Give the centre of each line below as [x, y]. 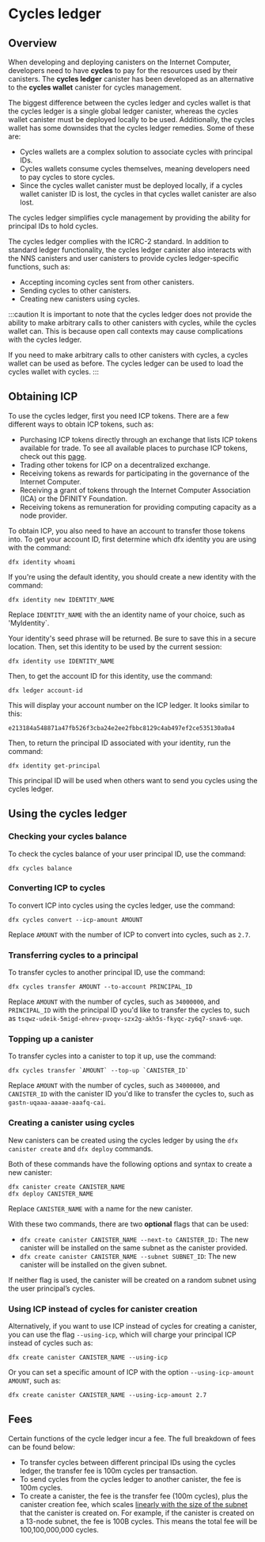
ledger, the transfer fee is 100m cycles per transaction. [108, 1471]
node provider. [44, 515]
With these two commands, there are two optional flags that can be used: [129, 1224]
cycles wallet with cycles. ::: [53, 372]
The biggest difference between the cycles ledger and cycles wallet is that [129, 103]
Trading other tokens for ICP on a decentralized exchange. [115, 465]
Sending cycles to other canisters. [75, 291]
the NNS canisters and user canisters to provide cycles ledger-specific [123, 258]
